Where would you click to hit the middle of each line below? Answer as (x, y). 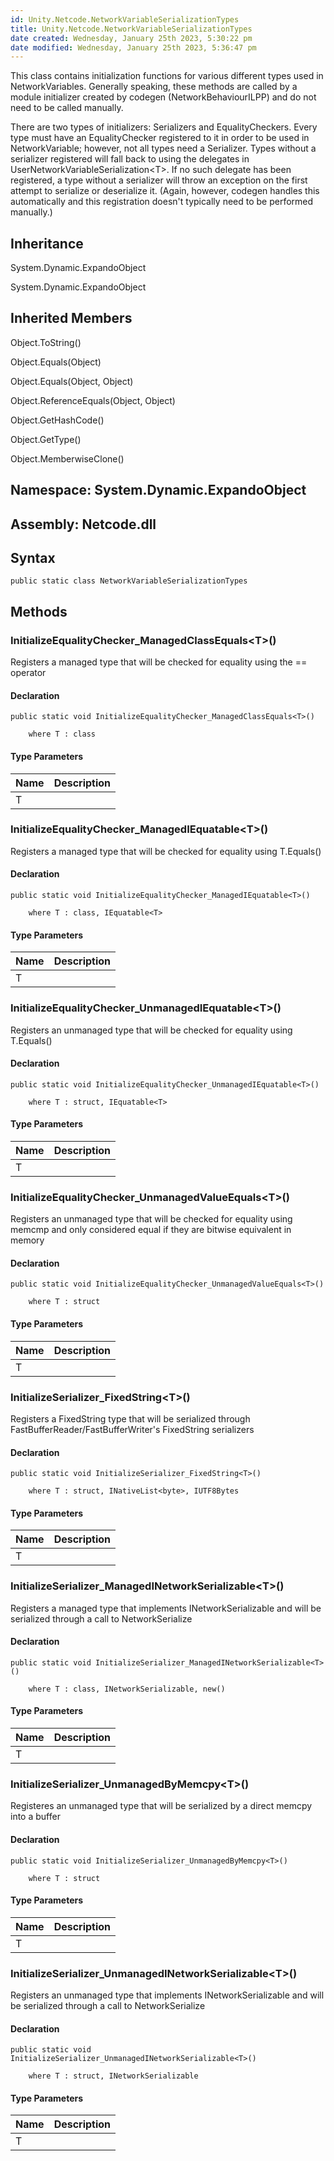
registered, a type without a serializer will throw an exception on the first (159, 180)
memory (27, 1240)
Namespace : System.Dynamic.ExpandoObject (158, 490)
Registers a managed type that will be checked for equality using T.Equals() (166, 851)
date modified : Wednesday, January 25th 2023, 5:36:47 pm (133, 47)
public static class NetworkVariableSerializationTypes (129, 581)
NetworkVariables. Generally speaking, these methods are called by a (154, 87)
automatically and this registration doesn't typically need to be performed (162, 202)
